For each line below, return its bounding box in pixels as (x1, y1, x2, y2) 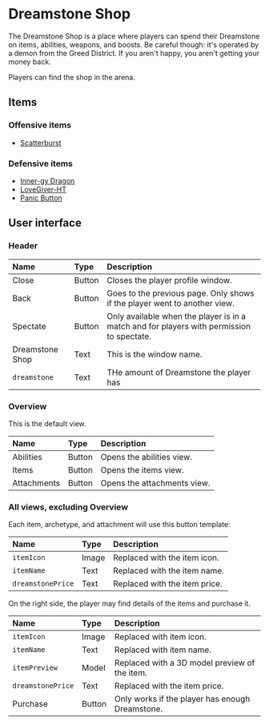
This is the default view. (8, 418, 86, 429)
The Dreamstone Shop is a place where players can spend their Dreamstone (8, 31, 260, 41)
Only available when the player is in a (106, 310, 247, 321)
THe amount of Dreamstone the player (106, 366, 251, 377)
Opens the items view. (100, 464, 184, 475)
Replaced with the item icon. (113, 552, 220, 563)
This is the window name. (106, 348, 203, 360)
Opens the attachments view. (100, 477, 211, 489)
